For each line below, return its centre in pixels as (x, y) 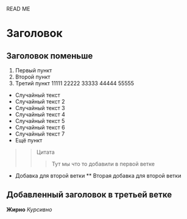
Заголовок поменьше (50, 56)
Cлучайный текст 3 (40, 108)
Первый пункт (34, 70)
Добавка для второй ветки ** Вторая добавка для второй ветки (98, 176)
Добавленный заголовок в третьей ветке (89, 195)
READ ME (18, 9)
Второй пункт (33, 77)
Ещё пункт (29, 140)
